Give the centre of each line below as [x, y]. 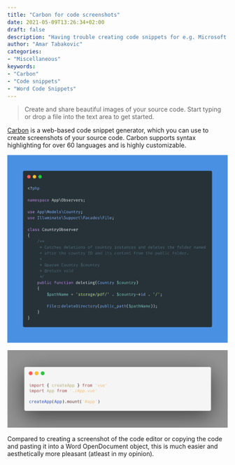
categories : [24, 52]
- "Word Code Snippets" [42, 89]
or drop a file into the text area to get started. [89, 117]
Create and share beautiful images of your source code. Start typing [123, 109]
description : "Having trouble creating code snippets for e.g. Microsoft [117, 37]
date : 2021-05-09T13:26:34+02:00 [56, 22]
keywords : [22, 67]
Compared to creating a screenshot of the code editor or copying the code [115, 438]
